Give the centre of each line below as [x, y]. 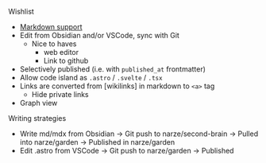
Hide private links [60, 94]
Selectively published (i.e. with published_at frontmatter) [113, 69]
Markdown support [51, 27]
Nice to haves [54, 44]
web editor [61, 52]
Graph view [39, 103]
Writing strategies [37, 118]
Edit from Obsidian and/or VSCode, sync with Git [100, 35]
